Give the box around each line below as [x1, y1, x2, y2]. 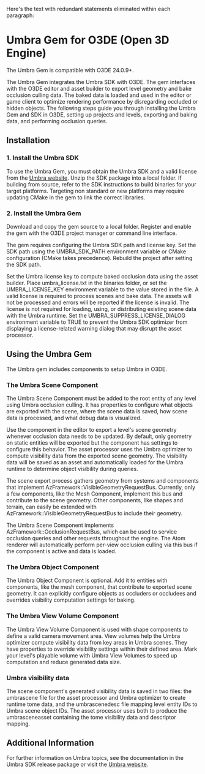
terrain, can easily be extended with [6, 503, 97, 511]
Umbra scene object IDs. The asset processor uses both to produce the [6, 707, 187, 714]
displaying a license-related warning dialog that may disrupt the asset [6, 324, 182, 332]
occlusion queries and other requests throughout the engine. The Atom [6, 535, 185, 542]
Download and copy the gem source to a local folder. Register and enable [6, 223, 192, 230]
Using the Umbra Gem [6, 349, 92, 359]
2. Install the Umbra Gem [6, 209, 81, 217]
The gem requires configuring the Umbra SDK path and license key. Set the [6, 241, 196, 248]
